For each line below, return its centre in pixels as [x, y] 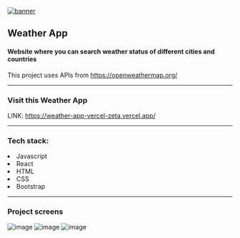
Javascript [32, 156]
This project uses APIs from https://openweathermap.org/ [92, 75]
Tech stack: [28, 140]
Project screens [35, 212]
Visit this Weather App [47, 100]
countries [22, 59]
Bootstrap [31, 187]
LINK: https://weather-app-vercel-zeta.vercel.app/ [81, 115]
